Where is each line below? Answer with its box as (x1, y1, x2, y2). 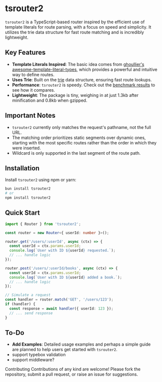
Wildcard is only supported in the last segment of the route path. (12, 150, 141, 156)
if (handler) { (5, 302, 36, 307)
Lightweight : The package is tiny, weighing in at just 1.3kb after (12, 92, 139, 98)
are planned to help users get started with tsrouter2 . (12, 347, 118, 352)
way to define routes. (12, 71, 55, 78)
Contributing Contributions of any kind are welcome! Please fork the (5, 366, 141, 372)
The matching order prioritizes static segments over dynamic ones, (12, 134, 146, 141)
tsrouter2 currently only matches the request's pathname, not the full (12, 124, 151, 130)
